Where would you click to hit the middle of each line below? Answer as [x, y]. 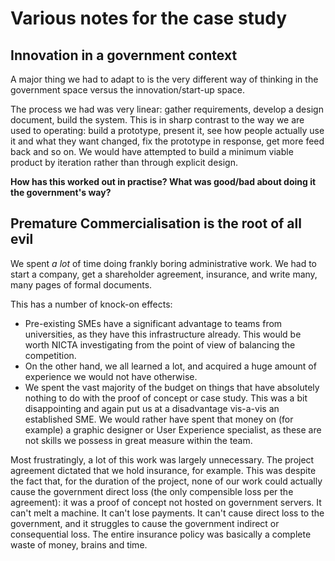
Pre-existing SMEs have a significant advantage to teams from [153, 323]
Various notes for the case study [149, 18]
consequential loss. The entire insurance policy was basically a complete [161, 534]
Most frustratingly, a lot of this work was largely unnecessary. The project [162, 459]
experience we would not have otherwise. [111, 376]
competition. [50, 355]
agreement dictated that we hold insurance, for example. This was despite [163, 470]
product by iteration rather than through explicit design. [124, 162]
